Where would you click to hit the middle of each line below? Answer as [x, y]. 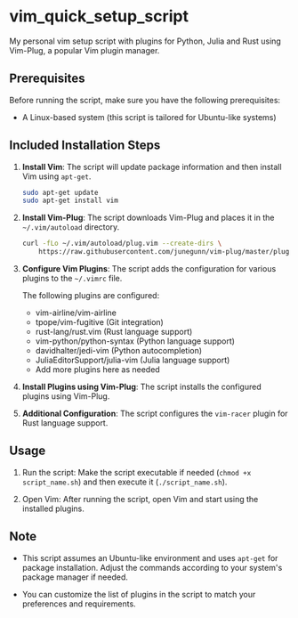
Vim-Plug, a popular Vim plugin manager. [85, 50]
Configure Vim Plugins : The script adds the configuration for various [149, 269]
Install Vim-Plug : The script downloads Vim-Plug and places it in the [148, 218]
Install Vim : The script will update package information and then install [152, 167]
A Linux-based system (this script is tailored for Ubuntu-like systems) [149, 117]
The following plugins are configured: [91, 296]
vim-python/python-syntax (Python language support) [135, 341]
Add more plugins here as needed [97, 370]
